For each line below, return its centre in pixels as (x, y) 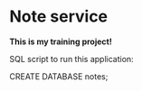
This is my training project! (61, 41)
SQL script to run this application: (71, 59)
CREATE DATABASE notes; (59, 76)
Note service (59, 17)
